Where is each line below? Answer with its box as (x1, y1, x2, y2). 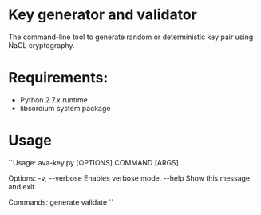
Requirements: (8, 69, 109, 87)
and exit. (8, 181, 38, 191)
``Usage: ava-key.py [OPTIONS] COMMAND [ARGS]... (8, 157, 185, 167)
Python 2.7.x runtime (19, 94, 88, 105)
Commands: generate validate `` (8, 197, 114, 207)
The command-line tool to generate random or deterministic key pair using (8, 32, 254, 42)
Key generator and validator (8, 6, 198, 24)
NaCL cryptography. (8, 40, 75, 50)
